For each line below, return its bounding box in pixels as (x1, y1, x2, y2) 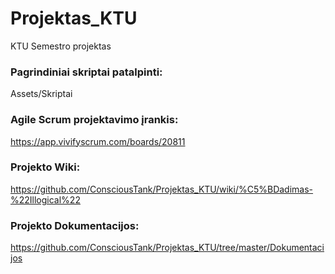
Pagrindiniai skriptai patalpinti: (10, 65, 163, 79)
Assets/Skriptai (10, 88, 73, 100)
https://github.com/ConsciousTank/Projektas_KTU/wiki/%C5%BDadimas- (10, 183, 314, 195)
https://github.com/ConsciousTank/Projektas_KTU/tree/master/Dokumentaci (10, 242, 325, 254)
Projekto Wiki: (10, 160, 81, 174)
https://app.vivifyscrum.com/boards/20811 (10, 135, 186, 147)
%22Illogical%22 (10, 193, 81, 206)
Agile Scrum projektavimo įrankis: (10, 113, 179, 127)
